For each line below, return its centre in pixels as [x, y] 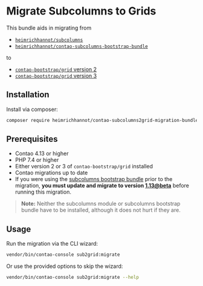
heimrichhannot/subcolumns [49, 40]
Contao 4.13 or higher [42, 154]
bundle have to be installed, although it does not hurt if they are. [101, 210]
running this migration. [43, 192]
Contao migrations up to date [51, 173]
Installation [28, 95]
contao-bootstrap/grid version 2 [56, 69]
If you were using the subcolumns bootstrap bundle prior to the [94, 179]
